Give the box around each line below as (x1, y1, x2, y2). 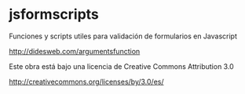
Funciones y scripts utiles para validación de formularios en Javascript (9, 31, 238, 41)
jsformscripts (9, 5, 99, 23)
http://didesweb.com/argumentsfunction (9, 46, 141, 56)
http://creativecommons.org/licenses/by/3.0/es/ (9, 77, 164, 86)
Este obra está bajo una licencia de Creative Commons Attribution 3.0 (9, 61, 234, 71)
